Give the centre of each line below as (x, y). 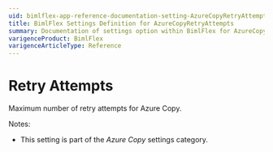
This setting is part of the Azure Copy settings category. (114, 140)
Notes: (19, 124)
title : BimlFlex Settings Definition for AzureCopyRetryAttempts (121, 23)
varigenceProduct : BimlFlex (56, 38)
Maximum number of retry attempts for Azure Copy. (95, 108)
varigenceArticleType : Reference (65, 46)
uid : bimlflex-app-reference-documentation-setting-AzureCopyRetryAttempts (139, 16)
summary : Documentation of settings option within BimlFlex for (119, 31)
